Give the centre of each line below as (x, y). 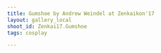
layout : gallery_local (39, 20)
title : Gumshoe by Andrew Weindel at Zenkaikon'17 (81, 13)
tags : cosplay (27, 33)
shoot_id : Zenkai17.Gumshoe (47, 26)
